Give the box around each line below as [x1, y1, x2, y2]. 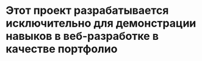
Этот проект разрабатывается [5, 4, 169, 18]
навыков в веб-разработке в [5, 30, 159, 43]
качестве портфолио [5, 42, 118, 56]
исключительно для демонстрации [5, 16, 197, 30]
